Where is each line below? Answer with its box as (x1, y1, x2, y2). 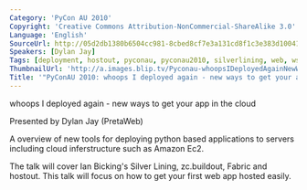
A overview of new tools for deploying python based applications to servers (9, 133, 295, 144)
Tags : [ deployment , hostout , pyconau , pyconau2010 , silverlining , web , (9, 56, 288, 65)
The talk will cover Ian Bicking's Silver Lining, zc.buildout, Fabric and (9, 161, 268, 172)
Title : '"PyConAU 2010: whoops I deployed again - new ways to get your (9, 73, 292, 82)
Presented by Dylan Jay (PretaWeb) (9, 115, 143, 126)
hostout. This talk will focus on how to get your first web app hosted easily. (9, 170, 291, 181)
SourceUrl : (9, 38, 51, 48)
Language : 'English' (9, 30, 89, 39)
